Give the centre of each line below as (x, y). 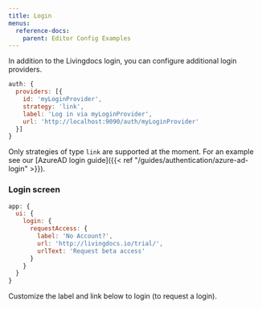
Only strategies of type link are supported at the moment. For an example (131, 152)
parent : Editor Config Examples (77, 38)
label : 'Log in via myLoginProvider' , (88, 114)
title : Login (30, 16)
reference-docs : (43, 30)
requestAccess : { (59, 229)
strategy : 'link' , (53, 106)
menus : (19, 23)
